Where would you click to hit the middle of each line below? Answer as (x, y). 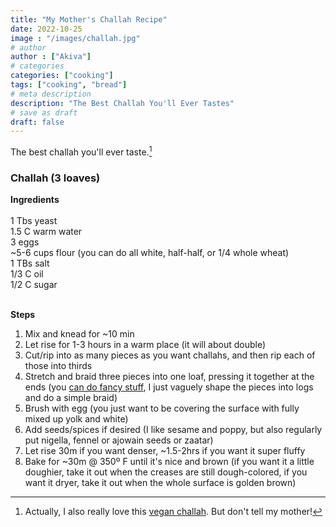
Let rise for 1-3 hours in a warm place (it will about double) (145, 345)
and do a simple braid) (71, 398)
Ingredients (35, 200)
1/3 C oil (27, 274)
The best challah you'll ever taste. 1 (81, 151)
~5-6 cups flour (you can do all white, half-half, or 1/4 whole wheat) (150, 253)
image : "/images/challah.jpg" (75, 38)
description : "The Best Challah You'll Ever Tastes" (122, 103)
